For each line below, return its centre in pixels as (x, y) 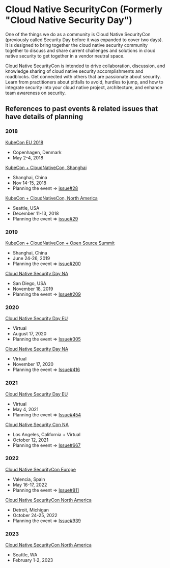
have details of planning (44, 117)
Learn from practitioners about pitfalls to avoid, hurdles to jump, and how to (84, 82)
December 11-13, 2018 (36, 213)
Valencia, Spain (29, 479)
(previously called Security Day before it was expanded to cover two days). (84, 40)
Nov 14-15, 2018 (30, 183)
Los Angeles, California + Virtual (46, 434)
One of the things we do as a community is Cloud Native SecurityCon (78, 34)
